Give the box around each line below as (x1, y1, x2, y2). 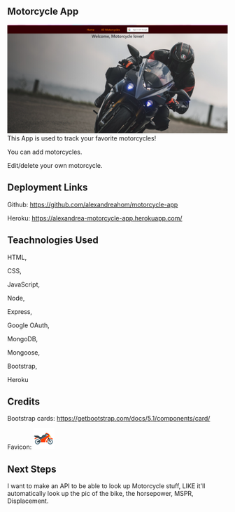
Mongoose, (7, 348, 41, 357)
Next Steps (7, 463, 57, 475)
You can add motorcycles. (7, 147, 83, 156)
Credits (7, 395, 41, 407)
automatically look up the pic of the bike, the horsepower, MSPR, (7, 490, 194, 498)
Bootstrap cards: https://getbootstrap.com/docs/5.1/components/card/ (7, 414, 211, 423)
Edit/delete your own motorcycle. (7, 161, 103, 169)
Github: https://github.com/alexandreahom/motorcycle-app (7, 200, 178, 209)
